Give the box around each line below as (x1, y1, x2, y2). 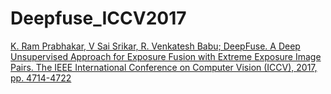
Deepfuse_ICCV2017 (10, 7, 187, 30)
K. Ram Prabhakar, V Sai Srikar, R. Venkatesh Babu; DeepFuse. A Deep (10, 40, 301, 52)
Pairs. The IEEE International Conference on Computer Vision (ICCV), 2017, (10, 61, 318, 73)
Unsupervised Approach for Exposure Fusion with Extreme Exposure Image (10, 50, 322, 62)
